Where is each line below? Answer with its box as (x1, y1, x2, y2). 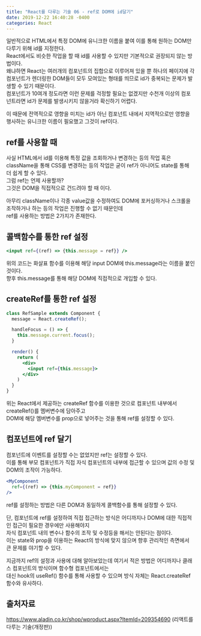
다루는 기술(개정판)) (6, 623, 53, 631)
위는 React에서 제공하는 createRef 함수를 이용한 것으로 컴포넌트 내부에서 (6, 400, 177, 407)
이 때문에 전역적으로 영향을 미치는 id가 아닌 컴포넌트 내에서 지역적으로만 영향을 (6, 110, 190, 117)
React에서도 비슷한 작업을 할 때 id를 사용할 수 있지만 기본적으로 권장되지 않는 (6, 52, 187, 60)
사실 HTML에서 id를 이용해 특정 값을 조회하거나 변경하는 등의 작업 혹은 (6, 154, 172, 161)
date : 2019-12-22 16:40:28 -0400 (6, 14, 90, 20)
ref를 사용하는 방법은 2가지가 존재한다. (6, 212, 97, 220)
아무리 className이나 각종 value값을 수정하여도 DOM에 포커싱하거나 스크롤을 (6, 197, 191, 205)
